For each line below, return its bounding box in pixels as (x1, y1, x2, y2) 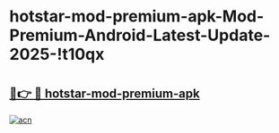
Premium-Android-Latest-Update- (9, 25, 271, 46)
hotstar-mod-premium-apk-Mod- (9, 6, 265, 27)
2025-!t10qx (9, 45, 105, 64)
